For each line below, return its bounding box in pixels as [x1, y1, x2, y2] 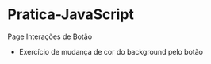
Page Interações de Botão [7, 32, 93, 41]
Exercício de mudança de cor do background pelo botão [18, 47, 204, 56]
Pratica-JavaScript [7, 6, 134, 24]
